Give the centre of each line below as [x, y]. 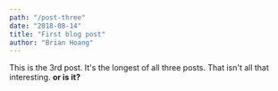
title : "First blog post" [57, 34]
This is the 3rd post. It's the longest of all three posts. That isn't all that [139, 68]
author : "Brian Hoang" [51, 42]
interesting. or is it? [45, 78]
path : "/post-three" [48, 17]
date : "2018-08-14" [46, 26]
